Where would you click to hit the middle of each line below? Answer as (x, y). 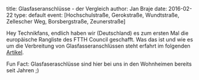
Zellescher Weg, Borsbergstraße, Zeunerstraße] (66, 21)
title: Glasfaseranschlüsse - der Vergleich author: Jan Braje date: (87, 9)
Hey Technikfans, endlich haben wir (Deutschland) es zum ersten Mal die (97, 33)
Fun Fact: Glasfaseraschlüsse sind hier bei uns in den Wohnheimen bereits (99, 64)
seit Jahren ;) (23, 70)
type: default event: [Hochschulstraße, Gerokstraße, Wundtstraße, (97, 15)
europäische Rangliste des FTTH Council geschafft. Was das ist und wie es (100, 39)
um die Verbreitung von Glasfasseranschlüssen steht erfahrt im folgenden (98, 46)
